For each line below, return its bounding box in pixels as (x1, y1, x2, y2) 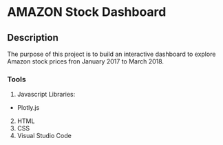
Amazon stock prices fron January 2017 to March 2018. (7, 57, 164, 66)
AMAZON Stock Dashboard (7, 4, 167, 20)
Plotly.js (17, 104, 40, 112)
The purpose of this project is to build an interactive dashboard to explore (7, 50, 216, 58)
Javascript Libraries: (17, 90, 76, 99)
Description (7, 32, 59, 43)
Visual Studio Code (17, 132, 72, 140)
